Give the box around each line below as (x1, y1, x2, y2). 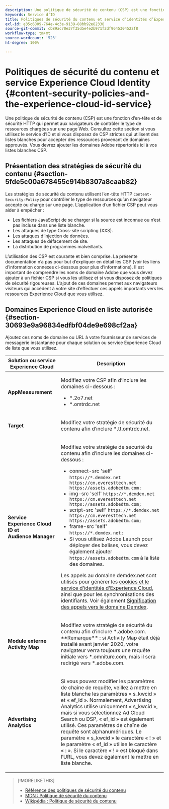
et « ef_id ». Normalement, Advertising (60, 697, 152, 704)
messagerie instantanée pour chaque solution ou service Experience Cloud (5, 340, 161, 346)
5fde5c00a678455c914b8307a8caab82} (5, 177, 137, 186)
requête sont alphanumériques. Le (60, 728, 142, 735)
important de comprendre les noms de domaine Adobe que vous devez (5, 269, 153, 275)
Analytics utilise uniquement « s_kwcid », (60, 703, 158, 710)
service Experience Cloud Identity (5, 77, 151, 88)
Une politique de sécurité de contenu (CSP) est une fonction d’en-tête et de (5, 115, 162, 121)
